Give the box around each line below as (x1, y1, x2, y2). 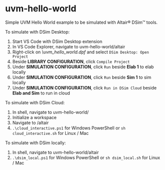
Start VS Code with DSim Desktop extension (12, 38, 103, 44)
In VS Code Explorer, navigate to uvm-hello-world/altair (12, 43, 125, 49)
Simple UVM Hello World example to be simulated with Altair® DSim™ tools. (5, 19, 158, 25)
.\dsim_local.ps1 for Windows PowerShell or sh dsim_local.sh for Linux (12, 154, 161, 161)
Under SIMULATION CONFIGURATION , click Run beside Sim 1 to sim (12, 74, 152, 80)
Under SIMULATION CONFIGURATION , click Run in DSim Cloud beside (12, 85, 157, 90)
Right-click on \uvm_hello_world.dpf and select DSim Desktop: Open (12, 49, 149, 55)
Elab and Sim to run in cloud (12, 90, 70, 96)
